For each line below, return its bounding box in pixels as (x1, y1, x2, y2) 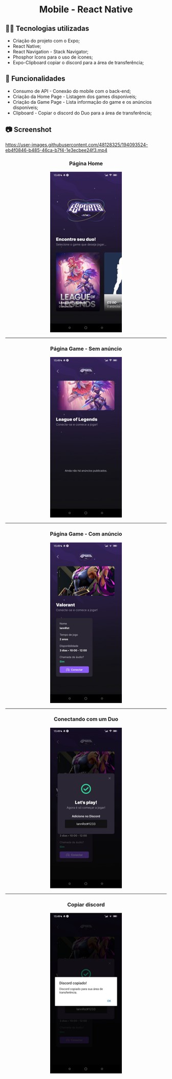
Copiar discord (67, 901, 105, 908)
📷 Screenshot (5, 125, 52, 134)
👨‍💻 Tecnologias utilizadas (5, 24, 90, 33)
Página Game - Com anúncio (50, 531, 122, 538)
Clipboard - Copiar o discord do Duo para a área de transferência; (12, 109, 152, 116)
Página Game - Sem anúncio (50, 345, 122, 352)
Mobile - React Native (39, 4, 133, 15)
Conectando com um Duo (53, 715, 119, 723)
